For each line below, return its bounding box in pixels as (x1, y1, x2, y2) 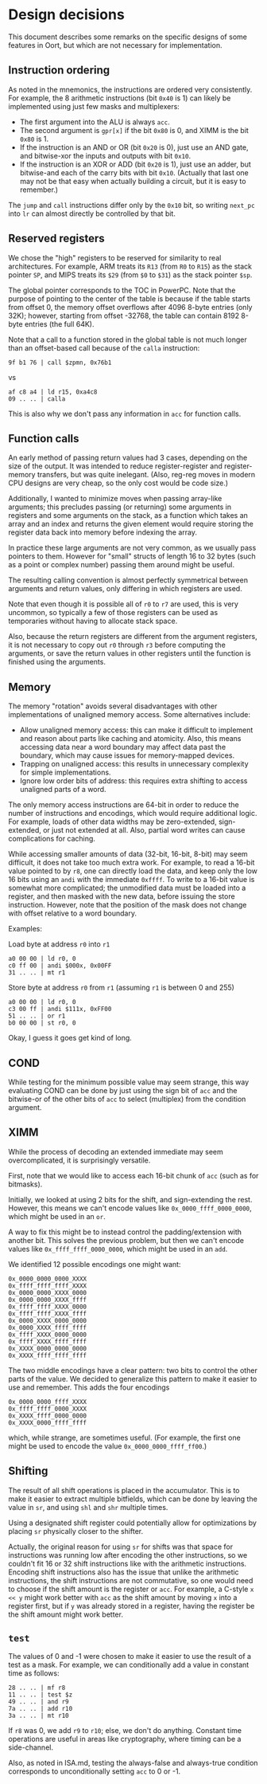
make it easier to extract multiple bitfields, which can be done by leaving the (8, 1494, 258, 1504)
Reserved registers (8, 232, 105, 245)
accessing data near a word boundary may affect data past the (19, 743, 226, 752)
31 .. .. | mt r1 (8, 969, 66, 977)
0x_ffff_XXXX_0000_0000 (8, 1331, 87, 1339)
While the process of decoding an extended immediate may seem (8, 1147, 224, 1156)
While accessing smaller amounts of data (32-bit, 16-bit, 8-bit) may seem (8, 849, 248, 859)
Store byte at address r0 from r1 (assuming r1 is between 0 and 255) (8, 982, 234, 993)
